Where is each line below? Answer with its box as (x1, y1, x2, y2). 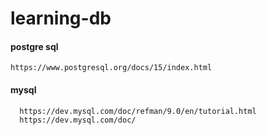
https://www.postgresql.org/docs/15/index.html (10, 63, 213, 73)
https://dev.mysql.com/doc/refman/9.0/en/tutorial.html (19, 106, 257, 116)
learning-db (10, 7, 112, 30)
